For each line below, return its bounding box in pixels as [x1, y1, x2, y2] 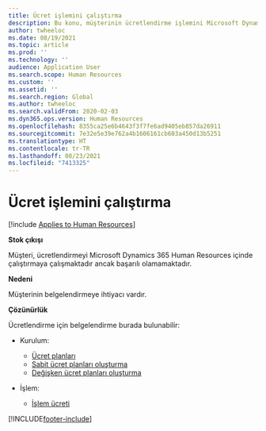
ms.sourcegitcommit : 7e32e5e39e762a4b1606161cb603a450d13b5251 [8, 129, 222, 137]
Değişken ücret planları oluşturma [31, 368, 142, 378]
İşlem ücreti [31, 398, 70, 409]
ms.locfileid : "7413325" [8, 160, 90, 167]
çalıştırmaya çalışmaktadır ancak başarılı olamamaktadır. [8, 259, 192, 268]
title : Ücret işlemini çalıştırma [8, 11, 123, 20]
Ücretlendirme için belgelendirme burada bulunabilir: [8, 321, 180, 330]
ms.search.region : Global [8, 93, 93, 101]
